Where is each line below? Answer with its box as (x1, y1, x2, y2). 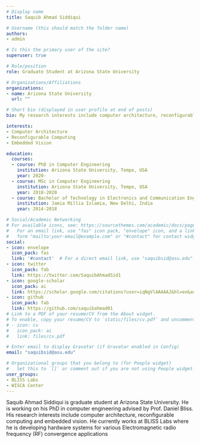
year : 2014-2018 (17, 206, 58, 212)
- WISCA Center (6, 382, 44, 388)
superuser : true (6, 52, 46, 58)
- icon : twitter (6, 261, 46, 267)
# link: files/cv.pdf (6, 333, 65, 339)
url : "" (11, 96, 31, 102)
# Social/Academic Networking (6, 217, 82, 223)
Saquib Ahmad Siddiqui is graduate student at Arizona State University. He (6, 399, 189, 406)
